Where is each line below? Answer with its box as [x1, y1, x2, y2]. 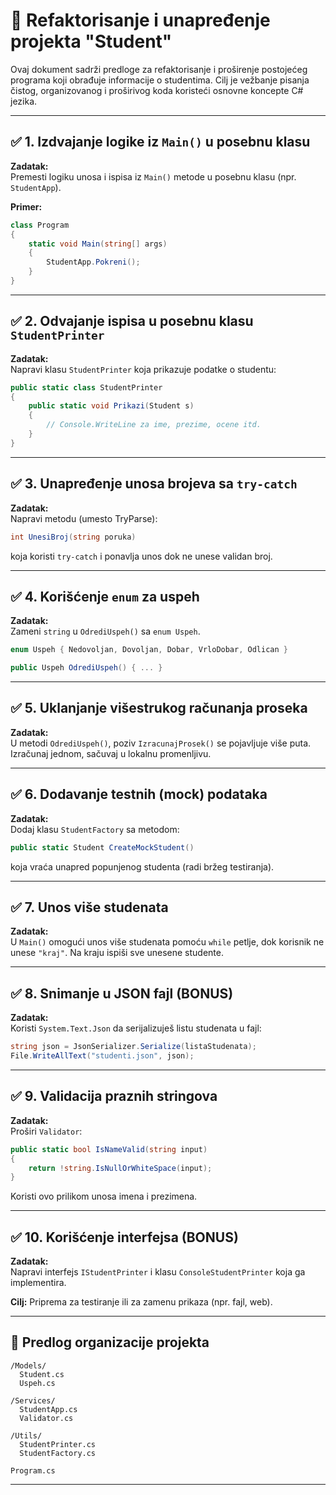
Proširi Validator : [10, 1125, 83, 1137]
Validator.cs [19, 1413, 74, 1423]
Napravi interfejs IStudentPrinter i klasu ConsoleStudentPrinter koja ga [10, 1266, 306, 1278]
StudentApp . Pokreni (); [46, 257, 141, 268]
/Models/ [10, 1360, 47, 1371]
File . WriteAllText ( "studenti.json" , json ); [10, 1051, 195, 1061]
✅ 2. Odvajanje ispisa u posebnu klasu [10, 313, 254, 330]
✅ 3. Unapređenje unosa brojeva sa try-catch [10, 475, 298, 493]
